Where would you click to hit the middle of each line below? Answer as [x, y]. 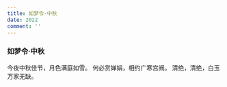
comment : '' [24, 26]
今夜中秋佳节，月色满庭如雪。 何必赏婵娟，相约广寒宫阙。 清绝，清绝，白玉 [113, 67]
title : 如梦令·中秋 [32, 13]
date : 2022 [23, 20]
